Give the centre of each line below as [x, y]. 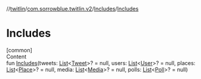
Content [16, 57]
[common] [19, 50]
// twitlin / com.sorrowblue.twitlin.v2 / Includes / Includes [72, 9]
